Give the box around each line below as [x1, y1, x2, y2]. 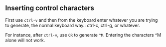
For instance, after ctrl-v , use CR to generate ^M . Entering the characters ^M [5, 32, 162, 38]
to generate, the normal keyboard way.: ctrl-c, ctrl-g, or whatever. [5, 22, 141, 28]
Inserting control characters [5, 4, 95, 12]
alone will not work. [5, 37, 45, 43]
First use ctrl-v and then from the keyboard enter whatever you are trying [5, 17, 158, 23]
